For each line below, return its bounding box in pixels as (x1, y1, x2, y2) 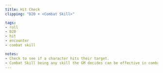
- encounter (5, 38, 29, 44)
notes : (5, 51, 18, 56)
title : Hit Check (5, 7, 40, 12)
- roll (5, 25, 18, 29)
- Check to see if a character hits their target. (5, 56, 110, 61)
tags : (5, 20, 16, 25)
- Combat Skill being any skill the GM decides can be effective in (5, 60, 147, 65)
